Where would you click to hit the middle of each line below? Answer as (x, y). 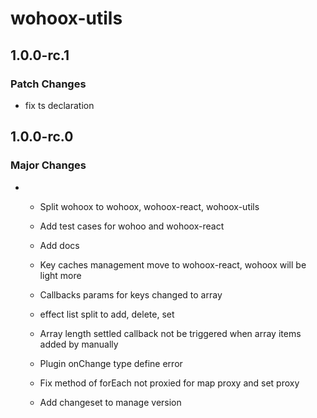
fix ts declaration (59, 105)
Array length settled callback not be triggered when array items (170, 333)
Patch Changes (48, 84)
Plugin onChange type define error (111, 363)
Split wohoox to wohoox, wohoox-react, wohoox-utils (149, 206)
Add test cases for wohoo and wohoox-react (132, 226)
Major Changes (48, 165)
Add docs (59, 245)
